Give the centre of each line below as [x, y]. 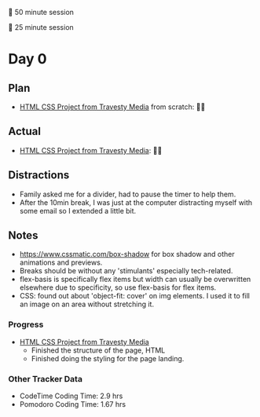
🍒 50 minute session [41, 12]
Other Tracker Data [45, 379]
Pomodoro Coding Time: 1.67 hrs [73, 404]
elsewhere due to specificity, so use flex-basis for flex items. [118, 287]
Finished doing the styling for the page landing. [108, 358]
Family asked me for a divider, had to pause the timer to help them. [128, 194]
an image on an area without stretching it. [87, 304]
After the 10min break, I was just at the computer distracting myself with [136, 202]
